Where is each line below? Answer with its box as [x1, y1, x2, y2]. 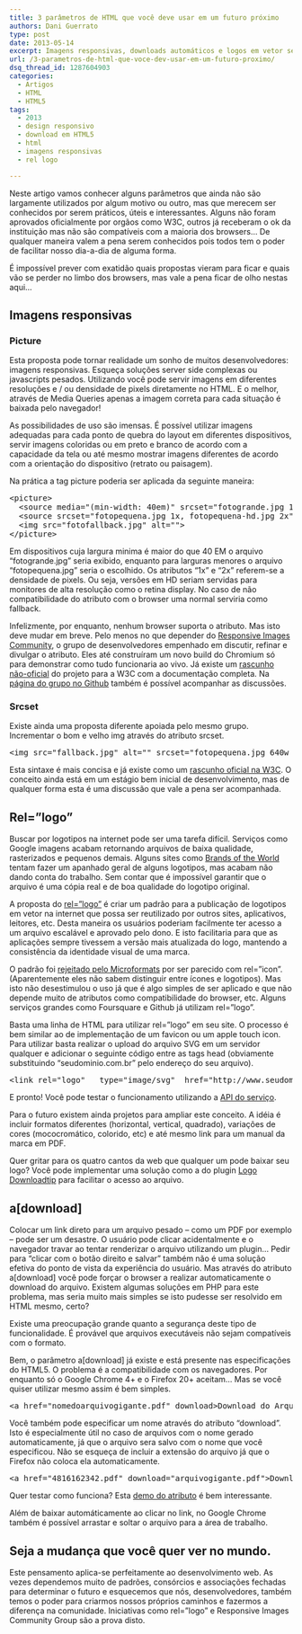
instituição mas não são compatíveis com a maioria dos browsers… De [9, 226, 271, 236]
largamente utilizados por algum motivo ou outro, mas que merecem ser [9, 197, 277, 208]
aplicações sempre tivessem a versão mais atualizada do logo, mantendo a [9, 937, 288, 948]
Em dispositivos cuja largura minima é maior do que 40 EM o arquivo [9, 546, 263, 557]
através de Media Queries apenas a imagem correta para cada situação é [9, 393, 281, 404]
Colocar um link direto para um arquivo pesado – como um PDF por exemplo [9, 1224, 292, 1236]
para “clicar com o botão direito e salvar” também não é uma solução [9, 1253, 266, 1264]
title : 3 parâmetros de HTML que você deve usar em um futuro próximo [9, 13, 280, 22]
